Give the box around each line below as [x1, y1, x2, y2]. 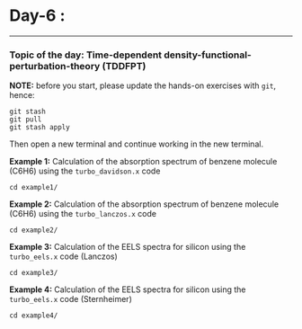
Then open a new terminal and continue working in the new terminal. [9, 138, 263, 149]
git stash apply [9, 123, 70, 132]
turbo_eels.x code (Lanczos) [9, 251, 119, 262]
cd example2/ [9, 226, 58, 235]
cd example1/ [9, 183, 58, 192]
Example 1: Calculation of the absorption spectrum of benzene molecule [9, 156, 278, 167]
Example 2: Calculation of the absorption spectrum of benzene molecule [9, 199, 280, 209]
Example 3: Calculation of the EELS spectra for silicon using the [9, 242, 246, 253]
